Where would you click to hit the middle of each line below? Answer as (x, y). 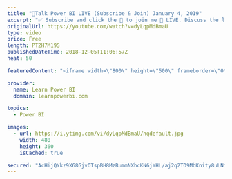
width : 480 (35, 140)
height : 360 (37, 146)
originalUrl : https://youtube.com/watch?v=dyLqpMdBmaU (88, 26)
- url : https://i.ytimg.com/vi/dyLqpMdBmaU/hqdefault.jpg (99, 134)
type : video (24, 33)
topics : (18, 108)
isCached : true (41, 153)
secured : (20, 165)
